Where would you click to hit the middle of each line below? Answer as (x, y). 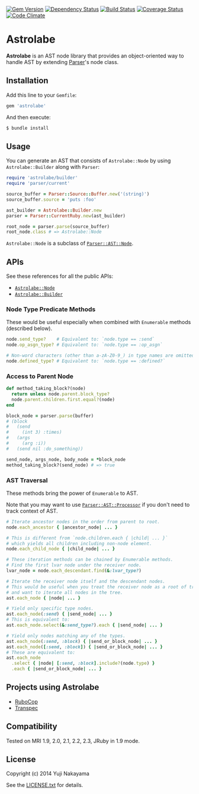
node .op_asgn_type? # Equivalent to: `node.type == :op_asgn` (84, 345)
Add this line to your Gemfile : (41, 95)
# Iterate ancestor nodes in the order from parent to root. (83, 521)
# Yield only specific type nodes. (50, 609)
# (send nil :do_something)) (45, 449)
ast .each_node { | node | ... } (44, 598)
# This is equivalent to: (38, 620)
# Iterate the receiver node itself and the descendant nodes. (86, 581)
